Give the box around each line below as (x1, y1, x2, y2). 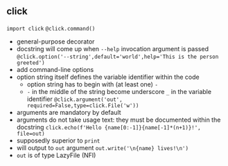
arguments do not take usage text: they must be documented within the (16, 116, 221, 124)
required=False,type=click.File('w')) (26, 102, 139, 109)
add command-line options (16, 65, 94, 73)
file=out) (16, 130, 46, 137)
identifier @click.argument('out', (26, 95, 123, 103)
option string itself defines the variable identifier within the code (16, 73, 200, 81)
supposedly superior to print (16, 136, 100, 145)
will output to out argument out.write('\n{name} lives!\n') (16, 143, 188, 151)
